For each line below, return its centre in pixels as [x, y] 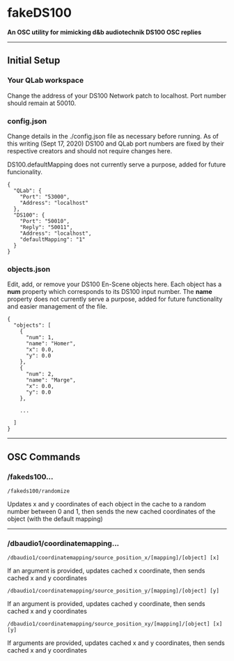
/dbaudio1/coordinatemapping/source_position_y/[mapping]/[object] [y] [113, 591]
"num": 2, [40, 374]
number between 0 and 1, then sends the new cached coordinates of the [111, 511]
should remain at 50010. [42, 103]
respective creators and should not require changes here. [90, 150]
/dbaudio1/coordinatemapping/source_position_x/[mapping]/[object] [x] [113, 558]
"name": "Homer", [51, 344]
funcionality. [25, 171]
